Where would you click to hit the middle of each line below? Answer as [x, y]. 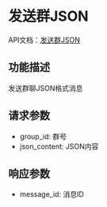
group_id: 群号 [43, 136]
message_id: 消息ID [52, 194]
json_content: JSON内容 [59, 146]
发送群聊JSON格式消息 [46, 88]
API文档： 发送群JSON [44, 40]
